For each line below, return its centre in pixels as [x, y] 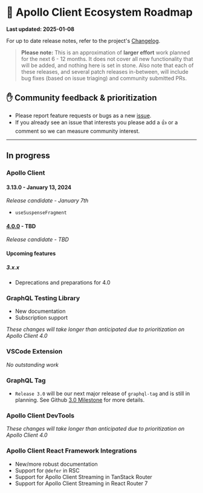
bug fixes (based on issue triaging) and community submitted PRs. [104, 78]
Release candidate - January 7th [47, 201]
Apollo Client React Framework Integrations [72, 451]
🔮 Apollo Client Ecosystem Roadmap [100, 12]
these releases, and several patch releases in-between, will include [105, 71]
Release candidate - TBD [38, 240]
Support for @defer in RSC [47, 470]
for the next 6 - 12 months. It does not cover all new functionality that [107, 59]
